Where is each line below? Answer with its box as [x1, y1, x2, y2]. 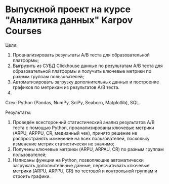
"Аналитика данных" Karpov [5, 14, 133, 26]
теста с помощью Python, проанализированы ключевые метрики [12, 125, 154, 131]
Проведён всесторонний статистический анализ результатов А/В [12, 119, 155, 125]
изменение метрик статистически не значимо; [12, 141, 115, 147]
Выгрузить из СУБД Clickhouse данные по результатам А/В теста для [12, 63, 163, 69]
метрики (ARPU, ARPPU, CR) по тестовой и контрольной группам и [12, 168, 158, 174]
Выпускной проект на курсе [5, 4, 131, 15]
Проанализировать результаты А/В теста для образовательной [12, 52, 150, 58]
